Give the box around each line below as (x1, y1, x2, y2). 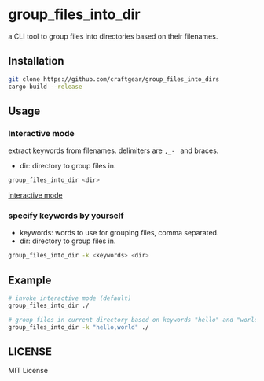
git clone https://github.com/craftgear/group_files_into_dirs (8, 75, 220, 83)
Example (8, 273, 52, 287)
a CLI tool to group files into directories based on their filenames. (8, 31, 218, 41)
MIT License (8, 366, 49, 375)
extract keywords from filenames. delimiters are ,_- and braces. (8, 146, 219, 155)
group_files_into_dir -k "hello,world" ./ (8, 323, 149, 331)
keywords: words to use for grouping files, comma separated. (19, 228, 219, 238)
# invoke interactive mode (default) (8, 294, 132, 302)
